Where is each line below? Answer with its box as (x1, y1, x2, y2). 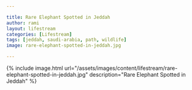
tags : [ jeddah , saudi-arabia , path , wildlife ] (6, 37, 127, 43)
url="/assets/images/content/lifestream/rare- (64, 64, 178, 72)
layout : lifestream (6, 26, 56, 32)
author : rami (6, 19, 40, 26)
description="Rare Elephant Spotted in (89, 71, 186, 78)
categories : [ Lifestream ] (6, 31, 72, 37)
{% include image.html (6, 64, 63, 72)
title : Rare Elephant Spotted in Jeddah (6, 14, 111, 20)
